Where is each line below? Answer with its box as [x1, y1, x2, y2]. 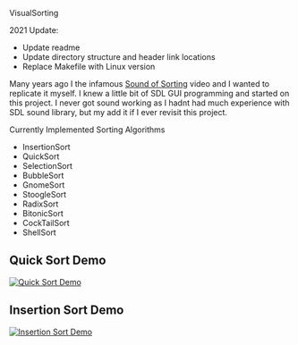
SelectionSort [21, 161, 73, 171]
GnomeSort [21, 180, 65, 190]
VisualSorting [9, 8, 59, 18]
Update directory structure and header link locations [21, 52, 217, 62]
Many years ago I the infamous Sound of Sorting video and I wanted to [9, 79, 270, 88]
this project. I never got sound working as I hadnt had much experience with [9, 97, 290, 108]
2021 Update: [9, 25, 59, 35]
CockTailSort [21, 218, 70, 228]
